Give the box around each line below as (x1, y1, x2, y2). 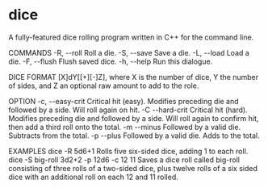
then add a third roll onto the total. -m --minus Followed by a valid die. (8, 122, 241, 132)
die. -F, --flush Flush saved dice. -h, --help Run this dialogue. (8, 56, 213, 66)
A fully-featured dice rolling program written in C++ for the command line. (8, 32, 254, 42)
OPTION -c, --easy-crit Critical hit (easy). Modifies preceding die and (8, 96, 240, 106)
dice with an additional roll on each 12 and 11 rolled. (8, 172, 179, 182)
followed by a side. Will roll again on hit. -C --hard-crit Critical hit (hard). (8, 105, 248, 115)
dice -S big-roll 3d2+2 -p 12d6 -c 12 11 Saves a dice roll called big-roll (8, 155, 241, 165)
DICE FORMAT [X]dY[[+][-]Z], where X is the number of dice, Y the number (8, 72, 259, 81)
